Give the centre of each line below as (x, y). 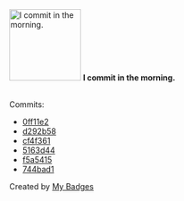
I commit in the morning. (129, 78)
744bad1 (38, 169)
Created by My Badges (51, 186)
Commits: (27, 105)
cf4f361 (36, 141)
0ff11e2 (35, 121)
